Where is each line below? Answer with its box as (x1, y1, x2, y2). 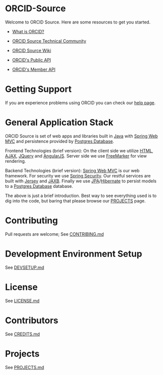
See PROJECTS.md (5, 364, 44, 370)
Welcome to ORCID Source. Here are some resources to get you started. (5, 19, 151, 25)
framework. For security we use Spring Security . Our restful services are (5, 173, 151, 178)
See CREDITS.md (5, 331, 40, 337)
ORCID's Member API (12, 66, 56, 72)
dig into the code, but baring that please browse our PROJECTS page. (5, 198, 146, 203)
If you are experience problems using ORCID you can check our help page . (5, 100, 156, 106)
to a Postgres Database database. (5, 183, 73, 189)
